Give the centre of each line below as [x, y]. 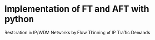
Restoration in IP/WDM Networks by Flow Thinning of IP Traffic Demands [77, 32]
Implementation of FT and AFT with [77, 9]
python [19, 19]
